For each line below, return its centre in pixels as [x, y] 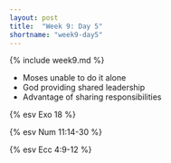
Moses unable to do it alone [74, 78]
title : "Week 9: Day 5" [56, 26]
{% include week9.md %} [57, 61]
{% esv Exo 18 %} [43, 115]
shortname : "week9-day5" [56, 34]
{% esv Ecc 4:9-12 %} [51, 149]
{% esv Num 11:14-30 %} [56, 132]
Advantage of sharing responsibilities [92, 97]
